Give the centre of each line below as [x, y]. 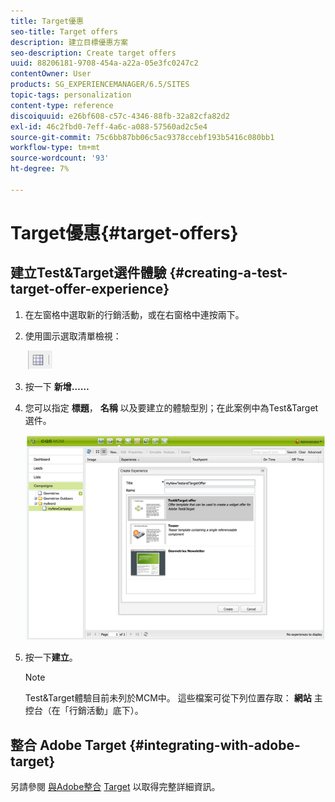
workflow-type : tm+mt [55, 148]
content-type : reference [62, 105]
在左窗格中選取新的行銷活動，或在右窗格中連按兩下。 [134, 314]
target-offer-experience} [90, 289]
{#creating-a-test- [228, 273]
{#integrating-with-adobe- [215, 745]
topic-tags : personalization [71, 95]
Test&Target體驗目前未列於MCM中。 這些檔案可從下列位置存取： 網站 [168, 698]
